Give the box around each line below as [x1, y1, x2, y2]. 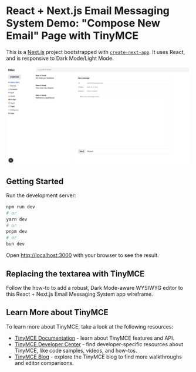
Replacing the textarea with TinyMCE [6, 269, 145, 279]
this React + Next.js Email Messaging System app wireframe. [6, 290, 154, 297]
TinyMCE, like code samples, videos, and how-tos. [14, 347, 137, 354]
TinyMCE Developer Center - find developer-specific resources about [14, 340, 184, 347]
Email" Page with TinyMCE [6, 29, 139, 42]
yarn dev [6, 216, 28, 222]
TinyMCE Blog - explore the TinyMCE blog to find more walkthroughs [14, 353, 182, 360]
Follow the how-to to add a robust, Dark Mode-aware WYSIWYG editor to [6, 284, 184, 291]
